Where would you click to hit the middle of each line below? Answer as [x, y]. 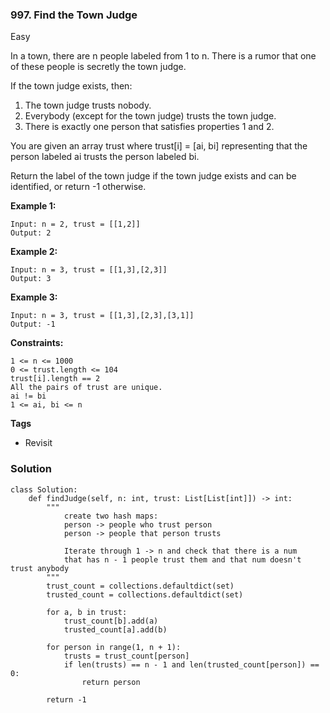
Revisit [38, 443]
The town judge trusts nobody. [88, 105]
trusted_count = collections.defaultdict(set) [145, 594]
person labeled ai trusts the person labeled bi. [105, 157]
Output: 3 [31, 279]
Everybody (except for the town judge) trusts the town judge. [150, 116]
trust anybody [40, 568]
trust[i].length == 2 [55, 379]
